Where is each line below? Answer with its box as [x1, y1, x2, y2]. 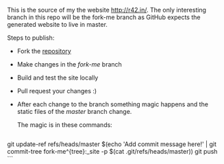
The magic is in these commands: [16, 121, 113, 129]
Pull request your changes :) [16, 87, 97, 95]
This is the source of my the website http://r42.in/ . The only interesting [7, 6, 207, 14]
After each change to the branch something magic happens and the [16, 100, 209, 108]
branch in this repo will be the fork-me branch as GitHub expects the [7, 13, 201, 21]
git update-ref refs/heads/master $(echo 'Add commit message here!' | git [7, 140, 217, 148]
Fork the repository [16, 47, 72, 55]
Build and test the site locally [16, 73, 99, 82]
